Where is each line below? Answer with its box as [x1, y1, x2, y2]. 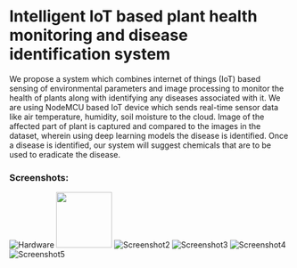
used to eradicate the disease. [9, 149, 120, 159]
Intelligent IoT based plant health [9, 6, 258, 27]
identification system [9, 45, 171, 64]
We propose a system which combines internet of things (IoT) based [9, 73, 261, 84]
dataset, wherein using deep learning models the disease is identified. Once [9, 130, 289, 141]
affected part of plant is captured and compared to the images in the [9, 120, 261, 131]
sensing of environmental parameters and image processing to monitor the [9, 83, 285, 93]
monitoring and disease [9, 25, 189, 45]
